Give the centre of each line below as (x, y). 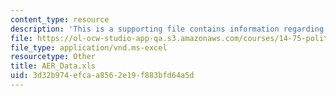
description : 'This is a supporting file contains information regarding (167, 29)
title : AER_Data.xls (53, 66)
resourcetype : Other (53, 57)
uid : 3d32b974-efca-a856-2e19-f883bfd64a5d (102, 76)
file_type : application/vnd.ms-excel (89, 47)
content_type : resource (60, 19)
